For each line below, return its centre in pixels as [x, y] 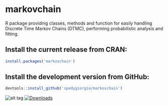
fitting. [12, 34]
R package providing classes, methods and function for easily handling [79, 23]
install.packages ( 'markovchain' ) [40, 61]
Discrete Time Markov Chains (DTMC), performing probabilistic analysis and [84, 28]
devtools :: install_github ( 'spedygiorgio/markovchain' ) [64, 88]
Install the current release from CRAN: [66, 49]
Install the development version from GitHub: [77, 77]
